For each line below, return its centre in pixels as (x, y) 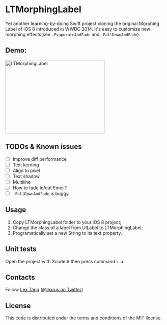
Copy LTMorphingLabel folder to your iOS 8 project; (67, 222)
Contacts (20, 277)
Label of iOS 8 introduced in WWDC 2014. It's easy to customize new (78, 29)
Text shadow (26, 176)
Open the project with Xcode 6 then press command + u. (65, 261)
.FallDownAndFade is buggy (40, 193)
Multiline (22, 182)
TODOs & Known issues (44, 147)
